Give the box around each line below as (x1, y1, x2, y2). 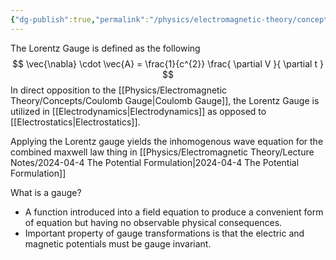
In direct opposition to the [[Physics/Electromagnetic (10, 84, 228, 96)
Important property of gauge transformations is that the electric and (24, 227, 305, 239)
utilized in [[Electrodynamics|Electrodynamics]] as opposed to (10, 105, 267, 117)
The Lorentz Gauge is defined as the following (10, 42, 201, 54)
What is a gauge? (10, 186, 82, 198)
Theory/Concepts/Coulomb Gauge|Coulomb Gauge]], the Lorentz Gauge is (10, 94, 320, 106)
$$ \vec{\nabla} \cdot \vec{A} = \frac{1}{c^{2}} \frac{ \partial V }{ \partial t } (12, 57, 324, 70)
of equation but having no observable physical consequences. (24, 216, 283, 228)
